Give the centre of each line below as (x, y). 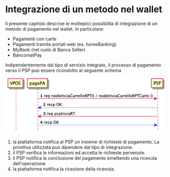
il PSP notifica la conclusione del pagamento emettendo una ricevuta (85, 158)
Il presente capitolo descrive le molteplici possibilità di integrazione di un (81, 23)
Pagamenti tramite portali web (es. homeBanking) (65, 44)
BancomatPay (27, 55)
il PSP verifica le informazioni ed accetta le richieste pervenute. (79, 153)
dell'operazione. (30, 164)
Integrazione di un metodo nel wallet (84, 9)
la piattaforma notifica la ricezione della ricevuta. (64, 169)
